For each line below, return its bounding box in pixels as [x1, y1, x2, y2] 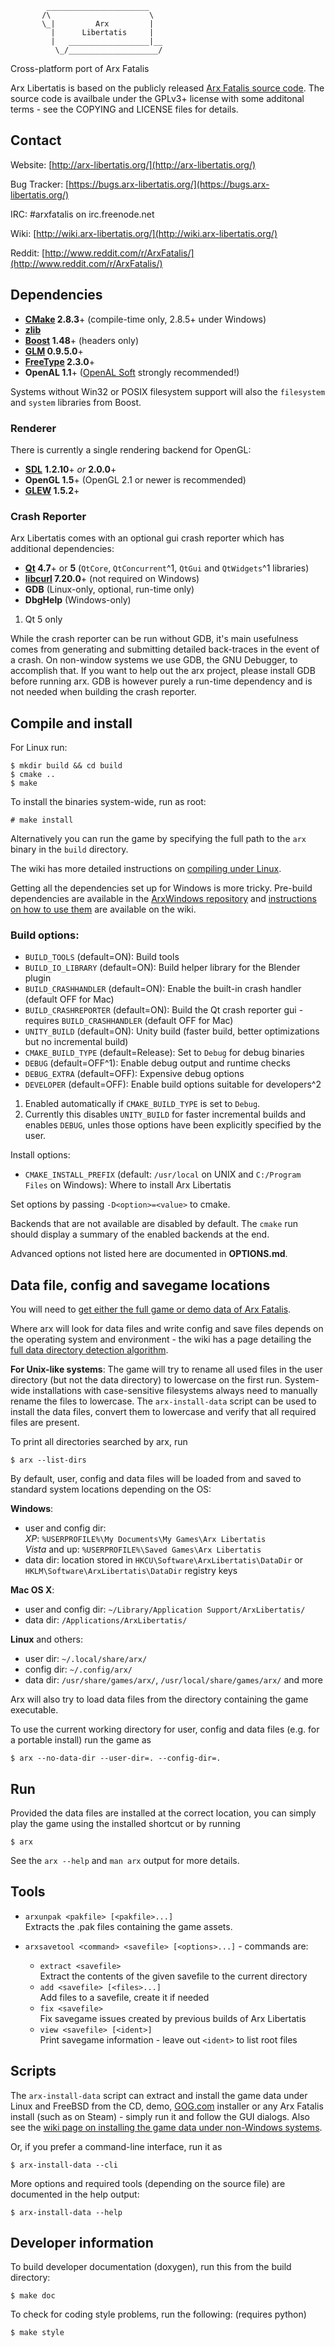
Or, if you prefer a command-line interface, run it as [10, 2140, 223, 2152]
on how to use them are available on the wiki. [10, 903, 197, 916]
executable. [10, 1704, 59, 1716]
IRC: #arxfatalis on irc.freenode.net [10, 208, 155, 220]
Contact [10, 132, 62, 149]
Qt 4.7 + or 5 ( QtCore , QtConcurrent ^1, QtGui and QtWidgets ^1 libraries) [24, 562, 310, 574]
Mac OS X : [10, 1584, 55, 1596]
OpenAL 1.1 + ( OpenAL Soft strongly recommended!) [24, 366, 240, 378]
